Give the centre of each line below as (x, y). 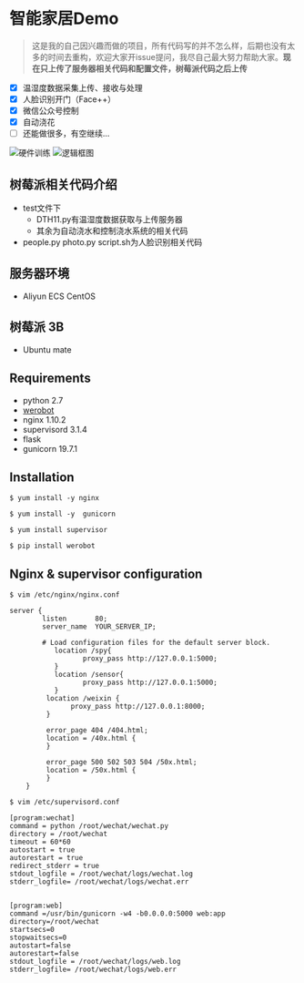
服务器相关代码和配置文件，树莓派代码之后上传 (159, 68)
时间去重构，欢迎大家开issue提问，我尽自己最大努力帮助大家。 (166, 56)
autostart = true (42, 850)
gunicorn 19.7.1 (50, 448)
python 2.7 (43, 400)
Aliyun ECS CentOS (59, 296)
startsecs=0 (32, 930)
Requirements (50, 379)
